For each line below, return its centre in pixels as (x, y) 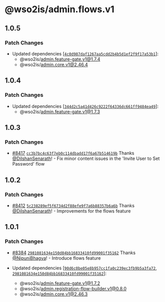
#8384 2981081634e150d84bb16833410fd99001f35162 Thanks (74, 253)
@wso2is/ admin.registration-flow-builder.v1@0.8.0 (73, 288)
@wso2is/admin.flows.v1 (60, 9)
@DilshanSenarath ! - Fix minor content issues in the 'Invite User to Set (86, 158)
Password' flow (28, 164)
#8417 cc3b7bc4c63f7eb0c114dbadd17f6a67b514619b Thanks (73, 153)
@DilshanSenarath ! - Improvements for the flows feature (71, 211)
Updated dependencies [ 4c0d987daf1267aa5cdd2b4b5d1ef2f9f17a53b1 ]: (85, 53)
